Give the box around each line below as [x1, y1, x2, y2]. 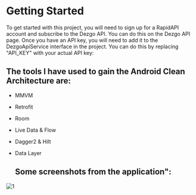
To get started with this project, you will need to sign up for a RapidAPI [6, 24, 179, 31]
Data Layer [14, 149, 42, 156]
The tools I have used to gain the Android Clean [6, 67, 186, 77]
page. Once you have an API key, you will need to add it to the [6, 36, 158, 44]
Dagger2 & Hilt [14, 138, 51, 145]
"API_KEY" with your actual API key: [6, 49, 94, 56]
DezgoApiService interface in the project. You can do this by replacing [6, 43, 179, 50]
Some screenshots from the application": [14, 167, 172, 177]
